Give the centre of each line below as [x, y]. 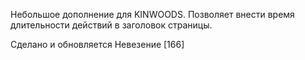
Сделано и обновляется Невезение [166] [97, 44]
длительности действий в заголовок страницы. [111, 25]
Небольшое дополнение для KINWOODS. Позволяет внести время [152, 14]
